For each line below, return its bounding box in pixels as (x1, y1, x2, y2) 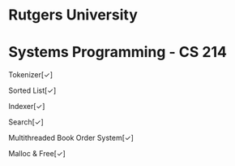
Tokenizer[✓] (8, 70, 53, 80)
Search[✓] (8, 117, 45, 127)
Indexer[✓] (8, 102, 45, 111)
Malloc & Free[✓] (8, 149, 66, 159)
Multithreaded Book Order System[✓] (8, 133, 134, 143)
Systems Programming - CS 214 (8, 43, 227, 62)
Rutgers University (8, 6, 138, 24)
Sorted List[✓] (8, 85, 57, 95)
